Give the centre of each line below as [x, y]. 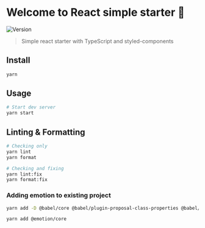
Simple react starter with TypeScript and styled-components [97, 41]
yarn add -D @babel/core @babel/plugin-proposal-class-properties [92, 208]
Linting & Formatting [46, 132]
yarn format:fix [27, 180]
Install [18, 60]
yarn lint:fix [24, 174]
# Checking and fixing [35, 168]
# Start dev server [31, 107]
